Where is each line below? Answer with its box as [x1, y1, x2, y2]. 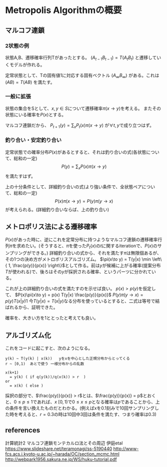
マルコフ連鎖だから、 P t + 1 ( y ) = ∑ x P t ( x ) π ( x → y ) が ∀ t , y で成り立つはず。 [5, 122, 154, 129]
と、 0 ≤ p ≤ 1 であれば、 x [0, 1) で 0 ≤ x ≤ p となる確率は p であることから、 [5, 399, 156, 405]
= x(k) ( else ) [9, 383, 43, 389]
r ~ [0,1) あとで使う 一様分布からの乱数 [5, 362, 84, 367]
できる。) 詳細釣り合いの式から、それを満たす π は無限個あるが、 [31, 250, 161, 256]
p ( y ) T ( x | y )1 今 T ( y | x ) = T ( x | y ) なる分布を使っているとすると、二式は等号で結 [5, 298, 160, 304]
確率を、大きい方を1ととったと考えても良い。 [5, 315, 98, 321]
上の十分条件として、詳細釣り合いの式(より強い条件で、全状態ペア [5, 183, 142, 190]
